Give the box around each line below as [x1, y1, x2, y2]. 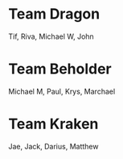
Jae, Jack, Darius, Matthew [8, 141, 99, 151]
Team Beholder [8, 60, 113, 78]
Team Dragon [8, 5, 100, 23]
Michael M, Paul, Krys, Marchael [8, 86, 116, 96]
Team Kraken [8, 115, 99, 133]
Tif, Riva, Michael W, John [8, 31, 94, 41]
